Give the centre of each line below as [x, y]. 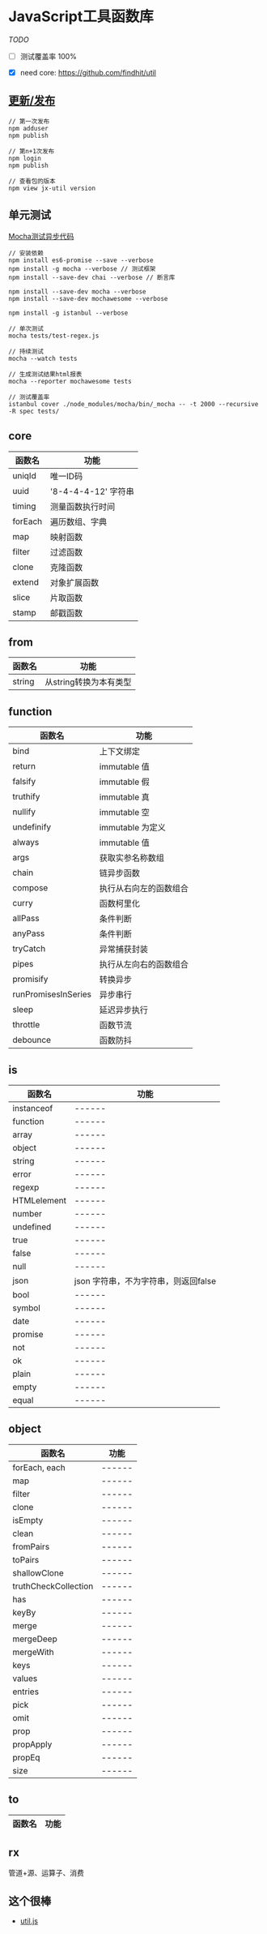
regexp [26, 1187]
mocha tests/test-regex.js [54, 336]
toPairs [26, 1559]
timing [24, 506]
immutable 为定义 [132, 828]
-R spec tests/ [34, 411]
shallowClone [38, 1572]
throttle [26, 1025]
